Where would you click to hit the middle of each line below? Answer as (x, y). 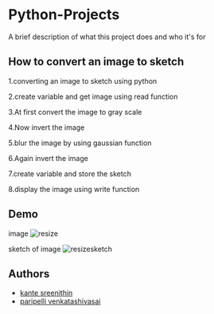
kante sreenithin (46, 293)
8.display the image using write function (74, 189)
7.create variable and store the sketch (70, 174)
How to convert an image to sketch (96, 62)
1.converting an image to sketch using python (83, 80)
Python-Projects (64, 15)
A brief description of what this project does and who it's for (107, 37)
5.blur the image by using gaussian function (80, 143)
